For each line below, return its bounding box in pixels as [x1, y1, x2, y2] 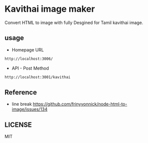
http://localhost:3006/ [4, 56, 53, 61]
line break [11, 101, 32, 107]
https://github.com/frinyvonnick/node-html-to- [33, 101, 127, 107]
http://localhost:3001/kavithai [4, 74, 71, 79]
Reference [4, 88, 37, 96]
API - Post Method [11, 65, 49, 71]
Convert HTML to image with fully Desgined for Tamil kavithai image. [4, 20, 143, 25]
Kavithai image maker [4, 3, 95, 15]
